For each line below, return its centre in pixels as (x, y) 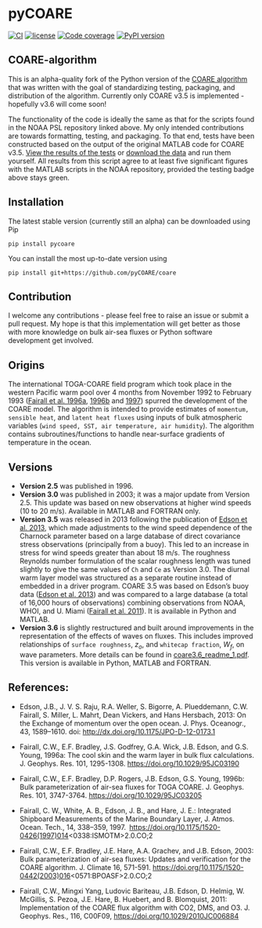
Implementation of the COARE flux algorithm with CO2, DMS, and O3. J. (135, 908)
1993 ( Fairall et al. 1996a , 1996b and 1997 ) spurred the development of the (128, 401)
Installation (36, 202)
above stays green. (39, 177)
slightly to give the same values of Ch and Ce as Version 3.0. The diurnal (135, 569)
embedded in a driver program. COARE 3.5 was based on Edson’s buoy (134, 586)
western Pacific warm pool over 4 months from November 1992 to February (130, 392)
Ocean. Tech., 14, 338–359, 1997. (73, 827)
